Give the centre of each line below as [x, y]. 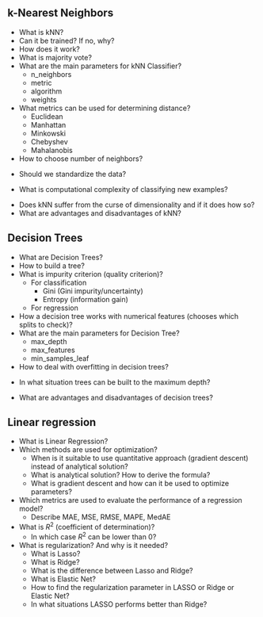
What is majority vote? [55, 57]
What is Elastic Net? [63, 579]
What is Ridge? [55, 561]
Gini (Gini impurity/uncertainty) [93, 291]
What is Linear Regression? [63, 441]
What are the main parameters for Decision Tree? [99, 333]
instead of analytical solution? [79, 466]
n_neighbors [51, 74]
